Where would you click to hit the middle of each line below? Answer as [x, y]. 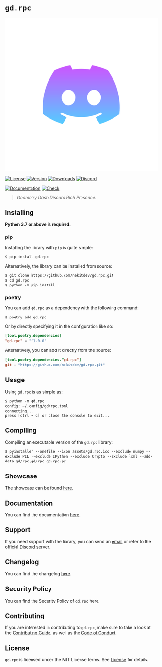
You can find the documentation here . [43, 515]
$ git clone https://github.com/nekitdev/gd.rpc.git [59, 276]
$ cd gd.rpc [17, 281]
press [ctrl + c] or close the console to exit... [57, 416]
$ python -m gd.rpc [25, 401]
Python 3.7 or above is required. [38, 224]
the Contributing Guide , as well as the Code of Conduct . [61, 633]
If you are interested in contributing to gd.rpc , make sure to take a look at [78, 628]
